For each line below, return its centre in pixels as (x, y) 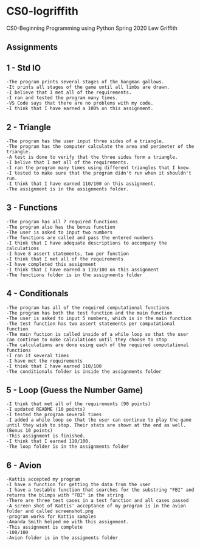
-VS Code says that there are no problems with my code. (80, 103)
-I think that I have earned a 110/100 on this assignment (83, 270)
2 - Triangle (29, 127)
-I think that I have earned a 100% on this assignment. (80, 109)
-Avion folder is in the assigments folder (62, 538)
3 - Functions (32, 208)
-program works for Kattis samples (51, 517)
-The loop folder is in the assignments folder (68, 447)
